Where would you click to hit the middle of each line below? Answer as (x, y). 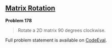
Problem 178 (19, 20)
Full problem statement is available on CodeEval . (56, 40)
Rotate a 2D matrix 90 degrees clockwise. (62, 30)
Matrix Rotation (30, 8)
